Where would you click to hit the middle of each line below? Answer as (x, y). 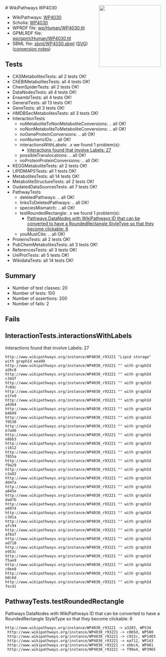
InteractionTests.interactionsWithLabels (69, 336)
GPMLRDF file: (27, 33)
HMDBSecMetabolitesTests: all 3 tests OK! (55, 113)
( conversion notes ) (31, 49)
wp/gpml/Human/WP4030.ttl (42, 38)
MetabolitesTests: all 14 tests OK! (46, 176)
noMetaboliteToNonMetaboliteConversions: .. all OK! (73, 124)
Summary (21, 276)
